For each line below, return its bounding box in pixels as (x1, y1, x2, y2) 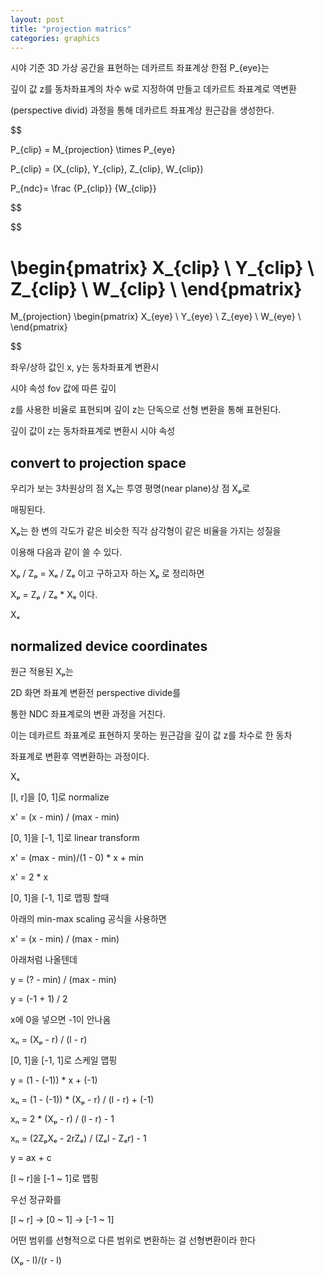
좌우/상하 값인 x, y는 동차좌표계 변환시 (10, 361, 160, 373)
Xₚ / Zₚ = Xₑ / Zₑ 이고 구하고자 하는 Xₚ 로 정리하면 (10, 567, 205, 580)
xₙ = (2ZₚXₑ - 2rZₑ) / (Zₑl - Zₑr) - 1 (10, 1132, 147, 1144)
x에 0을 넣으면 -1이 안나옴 (10, 1013, 112, 1025)
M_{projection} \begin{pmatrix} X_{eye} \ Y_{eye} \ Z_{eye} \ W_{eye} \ (10, 311, 302, 323)
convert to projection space (10, 454, 187, 471)
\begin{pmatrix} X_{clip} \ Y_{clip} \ (10, 256, 315, 279)
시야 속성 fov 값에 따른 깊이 (10, 382, 117, 395)
